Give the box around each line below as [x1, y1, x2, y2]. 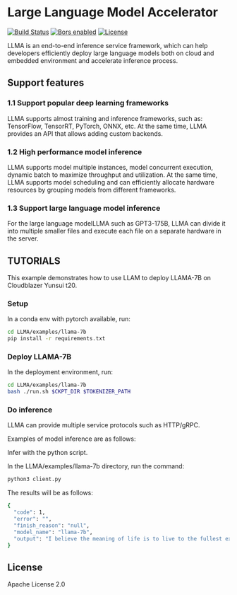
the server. [7, 234, 39, 243]
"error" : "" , [13, 516, 52, 523]
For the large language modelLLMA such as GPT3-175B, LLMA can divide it [7, 219, 226, 228]
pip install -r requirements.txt [7, 335, 106, 342]
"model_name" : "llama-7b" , [13, 528, 93, 536]
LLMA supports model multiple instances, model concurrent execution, [7, 163, 214, 171]
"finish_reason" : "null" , [13, 521, 90, 529]
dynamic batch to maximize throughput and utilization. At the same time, [7, 171, 218, 179]
